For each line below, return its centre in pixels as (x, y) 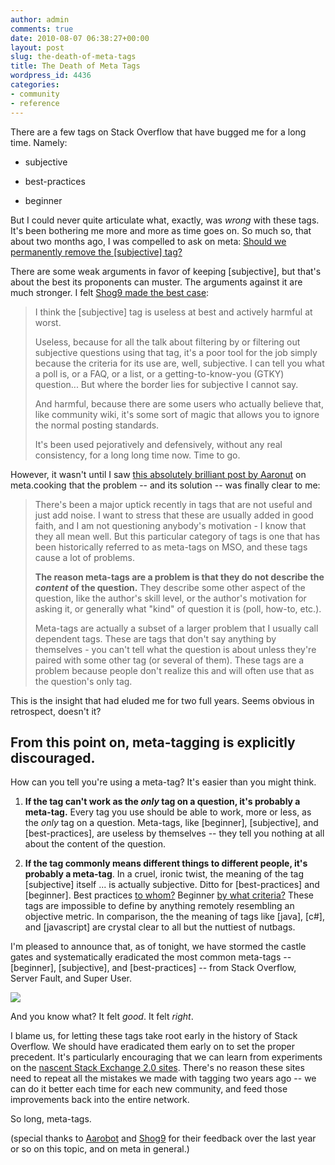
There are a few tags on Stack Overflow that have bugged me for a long (158, 132)
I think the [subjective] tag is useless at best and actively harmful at (173, 312)
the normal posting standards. (97, 425)
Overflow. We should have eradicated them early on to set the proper (153, 1047)
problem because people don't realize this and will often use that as (174, 670)
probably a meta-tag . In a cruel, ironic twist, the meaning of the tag (164, 874)
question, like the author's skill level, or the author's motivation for (170, 598)
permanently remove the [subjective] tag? (96, 252)
